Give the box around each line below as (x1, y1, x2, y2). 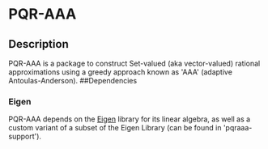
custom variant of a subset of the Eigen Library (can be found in (8, 123, 222, 133)
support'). (8, 131, 42, 142)
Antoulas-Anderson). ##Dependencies (8, 76, 138, 85)
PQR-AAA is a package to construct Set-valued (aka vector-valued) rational (8, 58, 261, 68)
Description (8, 37, 69, 51)
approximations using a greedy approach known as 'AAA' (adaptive (8, 67, 233, 77)
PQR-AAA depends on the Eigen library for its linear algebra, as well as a (8, 114, 251, 124)
